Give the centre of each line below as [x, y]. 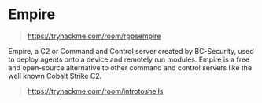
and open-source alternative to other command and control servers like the [130, 67]
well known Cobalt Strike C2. [55, 76]
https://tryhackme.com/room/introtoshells [95, 91]
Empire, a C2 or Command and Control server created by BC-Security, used [131, 51]
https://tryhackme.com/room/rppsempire [94, 36]
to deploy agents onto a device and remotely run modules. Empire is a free [129, 59]
